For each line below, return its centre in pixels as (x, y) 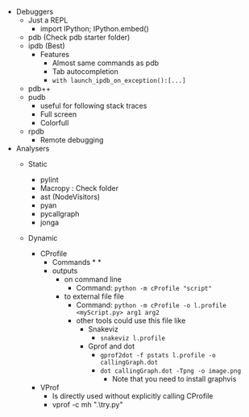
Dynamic (43, 238)
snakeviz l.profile (133, 338)
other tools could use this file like (131, 320)
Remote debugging (72, 140)
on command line (93, 279)
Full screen (58, 114)
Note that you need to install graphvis (174, 379)
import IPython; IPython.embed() (94, 29)
